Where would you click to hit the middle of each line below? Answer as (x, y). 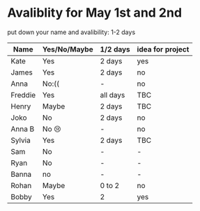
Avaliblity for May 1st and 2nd (95, 13)
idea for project (163, 49)
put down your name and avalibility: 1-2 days (71, 32)
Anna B (23, 129)
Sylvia (21, 140)
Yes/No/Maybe (68, 49)
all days (113, 95)
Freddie (23, 95)
